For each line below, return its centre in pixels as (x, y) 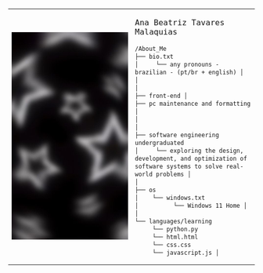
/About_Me (151, 49)
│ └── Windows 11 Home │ (191, 206)
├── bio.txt (154, 56)
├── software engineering (177, 135)
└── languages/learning (174, 221)
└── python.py (175, 229)
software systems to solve (179, 166)
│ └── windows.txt (170, 198)
